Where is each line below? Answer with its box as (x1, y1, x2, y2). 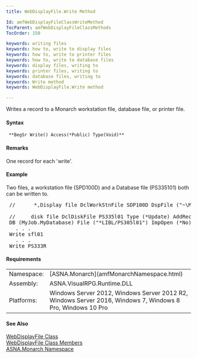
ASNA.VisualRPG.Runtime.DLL (49, 279, 133, 288)
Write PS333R (9, 242, 47, 249)
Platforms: (9, 296, 37, 304)
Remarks (6, 144, 29, 151)
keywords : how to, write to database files (6, 57, 114, 63)
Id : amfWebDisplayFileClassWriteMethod (6, 19, 104, 25)
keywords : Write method (6, 79, 64, 85)
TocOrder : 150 (6, 30, 41, 36)
